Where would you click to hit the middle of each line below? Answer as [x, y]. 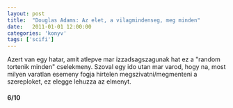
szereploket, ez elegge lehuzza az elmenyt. [69, 82]
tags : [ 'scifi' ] [31, 40]
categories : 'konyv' [37, 33]
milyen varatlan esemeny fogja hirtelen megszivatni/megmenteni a [102, 75]
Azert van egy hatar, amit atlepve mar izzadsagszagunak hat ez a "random [114, 59]
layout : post [26, 14]
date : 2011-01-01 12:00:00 [49, 26]
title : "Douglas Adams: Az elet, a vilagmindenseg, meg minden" [104, 20]
